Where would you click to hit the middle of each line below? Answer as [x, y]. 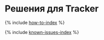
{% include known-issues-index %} [42, 32]
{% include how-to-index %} [35, 22]
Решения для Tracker [52, 9]
